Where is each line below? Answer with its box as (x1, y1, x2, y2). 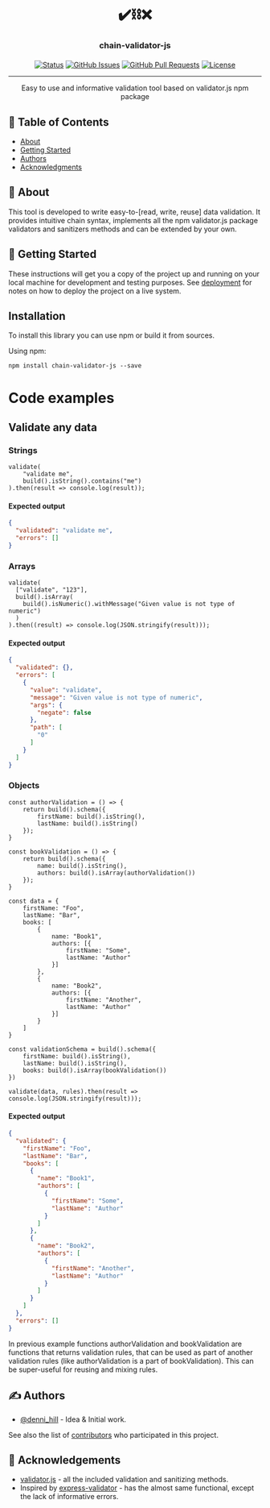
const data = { (8, 897, 59, 905)
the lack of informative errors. (19, 1492, 119, 1502)
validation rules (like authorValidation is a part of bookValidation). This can (8, 1356, 255, 1365)
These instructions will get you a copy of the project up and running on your (8, 268, 260, 278)
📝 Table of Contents (8, 115, 109, 129)
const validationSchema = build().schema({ (8, 1045, 157, 1053)
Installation (8, 309, 66, 322)
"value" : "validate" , (29, 686, 103, 694)
